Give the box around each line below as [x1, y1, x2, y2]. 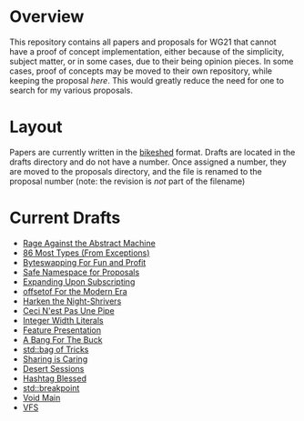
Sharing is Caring [22, 353, 88, 365]
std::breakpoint [22, 382, 80, 393]
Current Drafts [9, 207, 121, 228]
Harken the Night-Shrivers [22, 296, 122, 306]
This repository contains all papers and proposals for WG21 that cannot [9, 36, 277, 47]
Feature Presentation [22, 325, 102, 336]
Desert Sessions [22, 363, 85, 374]
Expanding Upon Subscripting [22, 276, 136, 287]
